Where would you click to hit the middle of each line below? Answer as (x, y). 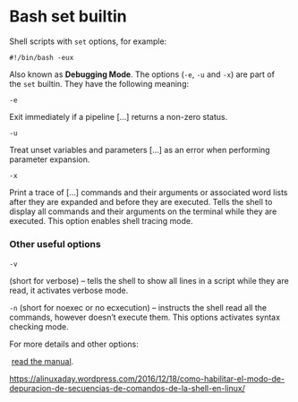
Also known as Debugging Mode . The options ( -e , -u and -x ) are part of (142, 74)
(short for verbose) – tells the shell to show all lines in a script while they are (149, 281)
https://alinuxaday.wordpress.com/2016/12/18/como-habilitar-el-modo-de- (147, 379)
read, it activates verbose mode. (69, 291)
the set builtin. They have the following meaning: (99, 83)
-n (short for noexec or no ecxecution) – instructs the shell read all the (138, 308)
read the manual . (43, 362)
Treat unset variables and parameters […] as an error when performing (140, 150)
